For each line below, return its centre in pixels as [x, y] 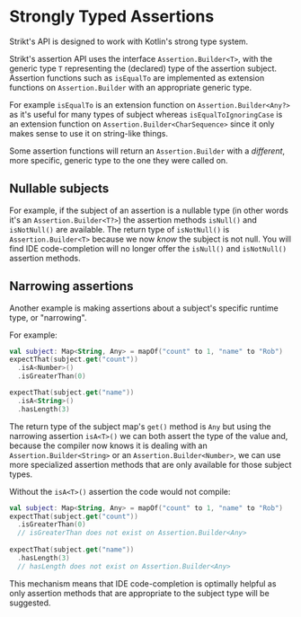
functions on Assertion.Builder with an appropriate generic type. [131, 87]
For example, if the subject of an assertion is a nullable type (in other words [149, 210]
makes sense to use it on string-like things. [89, 133]
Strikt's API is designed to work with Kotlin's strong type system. [129, 41]
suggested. [30, 603]
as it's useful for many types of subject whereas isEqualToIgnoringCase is [146, 114]
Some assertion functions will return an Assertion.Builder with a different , [147, 151]
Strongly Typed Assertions [112, 17]
